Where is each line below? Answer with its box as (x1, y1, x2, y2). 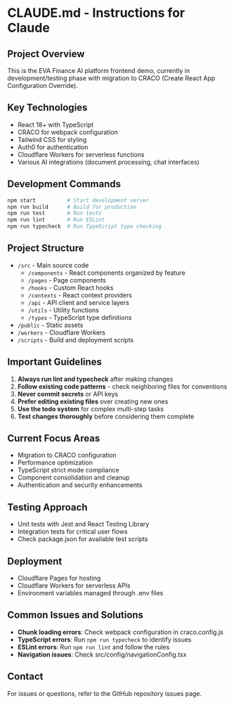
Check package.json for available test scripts (17, 535, 148, 543)
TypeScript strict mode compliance (17, 466, 119, 474)
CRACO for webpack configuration (17, 128, 118, 136)
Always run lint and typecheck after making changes (17, 375, 174, 383)
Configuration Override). (7, 82, 79, 89)
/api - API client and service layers (27, 298, 130, 306)
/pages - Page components (27, 276, 107, 284)
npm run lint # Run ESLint (7, 216, 105, 224)
